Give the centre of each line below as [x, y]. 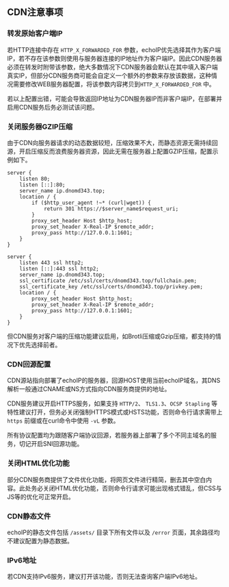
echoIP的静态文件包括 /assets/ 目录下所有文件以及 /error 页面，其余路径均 [113, 532]
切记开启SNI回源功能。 [51, 444]
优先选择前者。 [40, 345]
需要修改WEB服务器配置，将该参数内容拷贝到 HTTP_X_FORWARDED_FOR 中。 [114, 84]
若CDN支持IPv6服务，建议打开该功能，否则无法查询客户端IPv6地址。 [104, 577]
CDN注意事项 [35, 12]
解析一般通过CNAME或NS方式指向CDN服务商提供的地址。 [89, 389]
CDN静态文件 [29, 516]
